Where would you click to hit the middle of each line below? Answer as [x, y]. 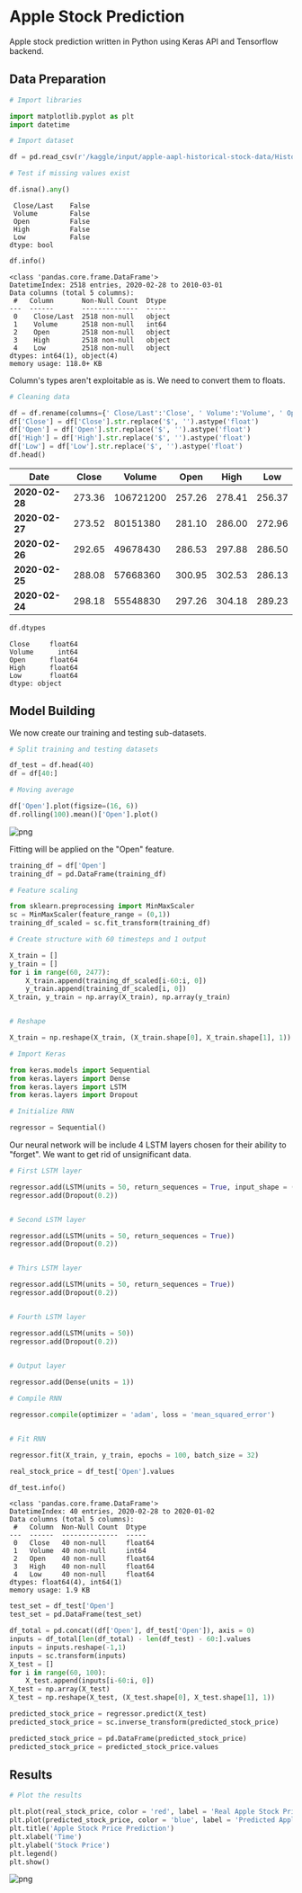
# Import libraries [46, 100]
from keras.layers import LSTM [68, 1087]
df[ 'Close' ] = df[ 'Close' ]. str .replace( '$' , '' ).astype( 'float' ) [134, 421]
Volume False [52, 213]
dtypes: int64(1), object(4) [64, 356]
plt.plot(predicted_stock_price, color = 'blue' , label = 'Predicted [142, 1820]
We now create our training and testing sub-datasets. [108, 732]
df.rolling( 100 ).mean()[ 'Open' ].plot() [84, 814]
